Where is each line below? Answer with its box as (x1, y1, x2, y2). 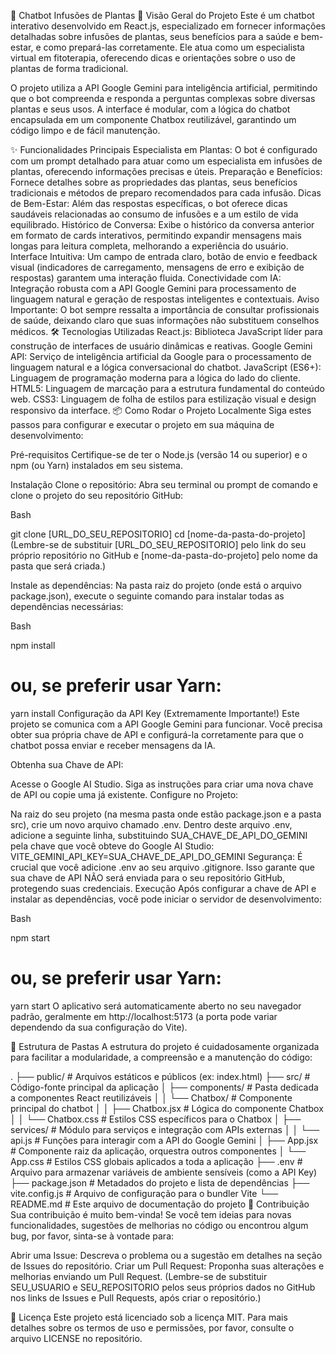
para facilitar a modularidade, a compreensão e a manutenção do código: (10, 1051, 313, 1063)
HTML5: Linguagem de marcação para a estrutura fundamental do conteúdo (10, 383, 325, 394)
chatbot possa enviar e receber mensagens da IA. (10, 739, 216, 751)
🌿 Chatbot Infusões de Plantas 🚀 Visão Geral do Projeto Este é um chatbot (10, 10, 315, 21)
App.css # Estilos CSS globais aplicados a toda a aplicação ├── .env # (10, 1155, 303, 1167)
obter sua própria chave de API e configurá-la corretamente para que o (10, 728, 304, 740)
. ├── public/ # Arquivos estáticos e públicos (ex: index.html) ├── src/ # (10, 1070, 311, 1082)
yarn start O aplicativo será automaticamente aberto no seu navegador (10, 1000, 302, 1012)
